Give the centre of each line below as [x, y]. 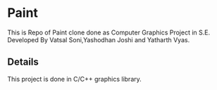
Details [23, 62]
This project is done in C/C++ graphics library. [75, 79]
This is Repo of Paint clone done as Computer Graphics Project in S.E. [108, 32]
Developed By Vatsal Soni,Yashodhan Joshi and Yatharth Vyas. [99, 39]
